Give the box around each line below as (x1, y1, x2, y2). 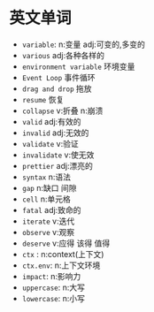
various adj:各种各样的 (21, 49, 104, 60)
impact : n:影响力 (21, 270, 81, 281)
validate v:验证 (21, 138, 79, 148)
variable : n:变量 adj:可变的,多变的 (21, 39, 146, 49)
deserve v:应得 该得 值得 (21, 238, 111, 248)
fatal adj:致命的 (21, 204, 81, 215)
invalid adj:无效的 (21, 127, 89, 138)
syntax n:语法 (21, 171, 71, 182)
